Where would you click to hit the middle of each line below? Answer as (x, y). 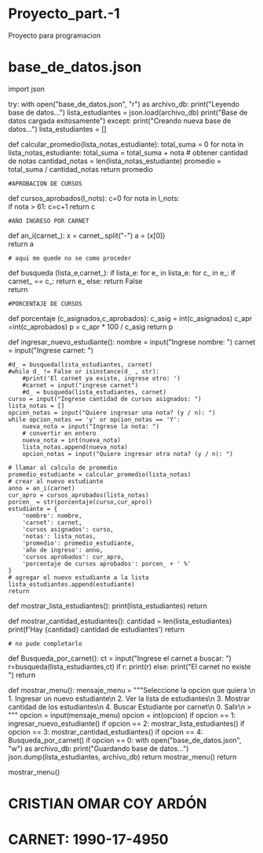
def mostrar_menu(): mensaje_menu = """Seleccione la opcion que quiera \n (132, 690)
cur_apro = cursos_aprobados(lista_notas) (79, 495)
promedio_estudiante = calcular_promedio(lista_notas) (100, 474)
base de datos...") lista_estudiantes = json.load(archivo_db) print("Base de (128, 112)
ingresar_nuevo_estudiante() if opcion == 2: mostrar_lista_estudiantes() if (126, 724)
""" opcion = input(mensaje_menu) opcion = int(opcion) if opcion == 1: (122, 715)
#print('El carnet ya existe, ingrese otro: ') (101, 378)
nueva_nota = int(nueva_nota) (72, 440)
